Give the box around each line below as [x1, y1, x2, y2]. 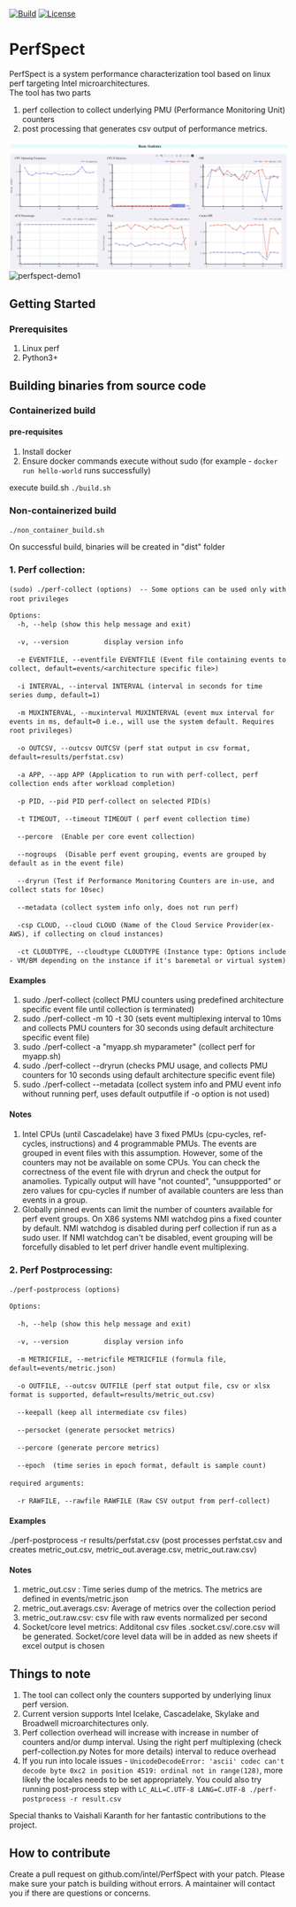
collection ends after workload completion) [9, 780, 176, 788]
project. [9, 1819, 38, 1831]
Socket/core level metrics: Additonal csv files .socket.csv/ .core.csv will [21, 1622, 280, 1633]
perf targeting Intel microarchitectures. [9, 78, 150, 88]
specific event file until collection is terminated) [21, 1004, 194, 1015]
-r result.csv [69, 1795, 122, 1804]
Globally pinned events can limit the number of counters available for [21, 1203, 274, 1214]
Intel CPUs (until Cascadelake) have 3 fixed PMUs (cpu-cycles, [21, 1128, 252, 1139]
